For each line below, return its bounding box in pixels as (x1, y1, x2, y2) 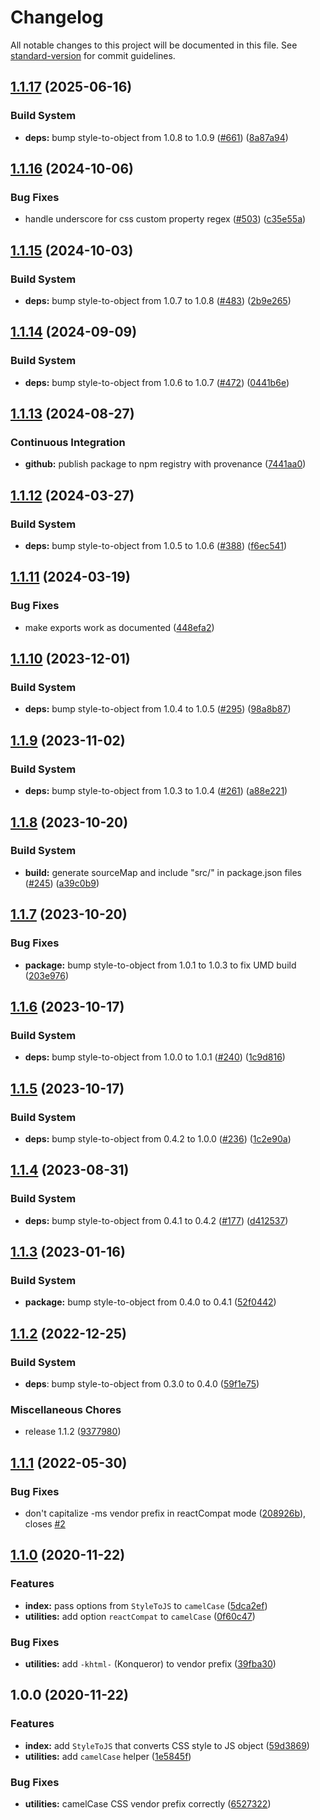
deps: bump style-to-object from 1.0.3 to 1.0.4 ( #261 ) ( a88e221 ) (24, 785, 288, 797)
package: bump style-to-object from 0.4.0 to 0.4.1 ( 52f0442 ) (24, 1296, 277, 1308)
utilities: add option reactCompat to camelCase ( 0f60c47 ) (24, 1610, 256, 1622)
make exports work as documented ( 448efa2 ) (24, 621, 215, 633)
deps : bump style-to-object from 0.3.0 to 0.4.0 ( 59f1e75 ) (24, 1377, 260, 1390)
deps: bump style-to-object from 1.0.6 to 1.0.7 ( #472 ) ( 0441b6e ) (24, 376, 290, 388)
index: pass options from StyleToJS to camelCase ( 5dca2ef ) (24, 1599, 268, 1611)
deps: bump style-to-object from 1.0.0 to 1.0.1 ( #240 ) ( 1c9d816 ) (24, 1051, 286, 1063)
